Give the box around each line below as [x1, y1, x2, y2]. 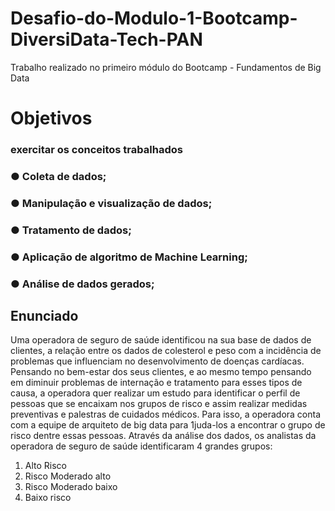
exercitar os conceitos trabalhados [10, 143, 183, 157]
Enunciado [10, 308, 79, 325]
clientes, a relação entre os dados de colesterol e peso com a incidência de [10, 345, 322, 357]
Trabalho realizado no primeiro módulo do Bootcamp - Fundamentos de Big [10, 61, 322, 73]
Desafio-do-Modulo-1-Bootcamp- [10, 7, 298, 30]
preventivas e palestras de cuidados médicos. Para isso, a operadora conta [10, 408, 322, 421]
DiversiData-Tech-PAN [10, 28, 203, 51]
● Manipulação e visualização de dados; [10, 196, 213, 210]
